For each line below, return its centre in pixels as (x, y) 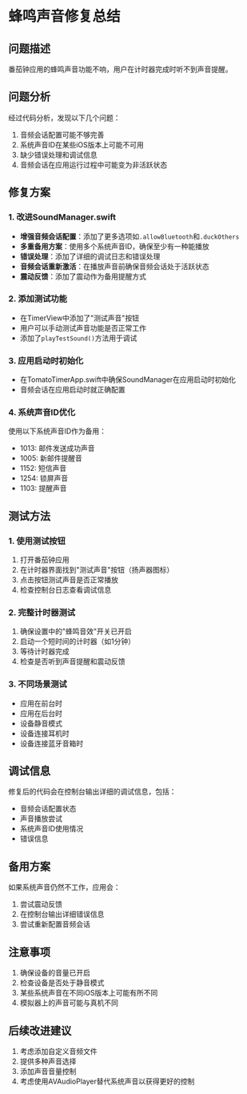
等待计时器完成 (44, 652)
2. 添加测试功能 (38, 299)
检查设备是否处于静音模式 (62, 983)
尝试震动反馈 (41, 904)
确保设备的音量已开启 (55, 973)
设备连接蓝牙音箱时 (52, 743)
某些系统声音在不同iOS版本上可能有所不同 (89, 993)
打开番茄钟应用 (44, 560)
